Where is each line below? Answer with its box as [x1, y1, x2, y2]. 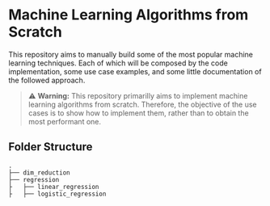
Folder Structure [8, 140, 93, 154]
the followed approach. [8, 75, 86, 85]
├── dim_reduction [8, 168, 70, 177]
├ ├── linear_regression [8, 183, 99, 191]
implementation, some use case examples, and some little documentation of [8, 66, 262, 76]
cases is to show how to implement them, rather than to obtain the [27, 107, 249, 118]
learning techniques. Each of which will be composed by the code [8, 58, 228, 68]
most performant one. [27, 116, 102, 126]
